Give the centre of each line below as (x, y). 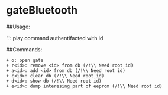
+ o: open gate (25, 60)
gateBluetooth (42, 10)
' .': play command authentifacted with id (55, 38)
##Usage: (18, 27)
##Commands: (24, 49)
